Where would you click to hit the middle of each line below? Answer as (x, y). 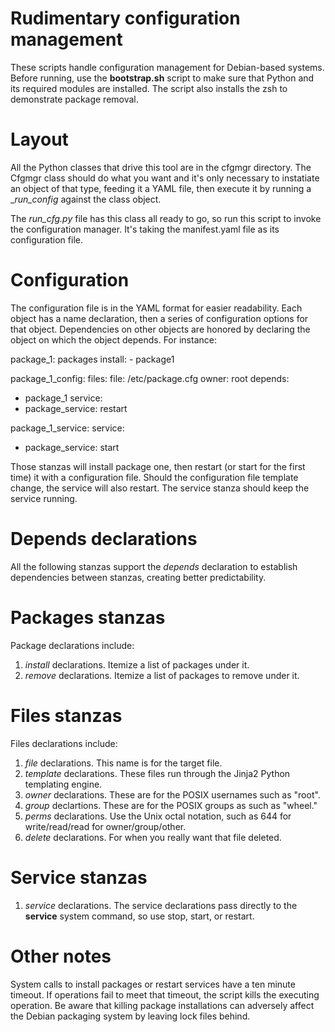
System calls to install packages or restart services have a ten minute (153, 984)
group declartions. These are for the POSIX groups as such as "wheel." (171, 805)
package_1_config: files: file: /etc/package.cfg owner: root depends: (150, 378)
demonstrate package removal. (74, 99)
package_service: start (72, 447)
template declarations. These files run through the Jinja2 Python (157, 773)
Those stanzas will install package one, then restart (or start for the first (158, 466)
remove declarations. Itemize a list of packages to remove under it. (162, 675)
